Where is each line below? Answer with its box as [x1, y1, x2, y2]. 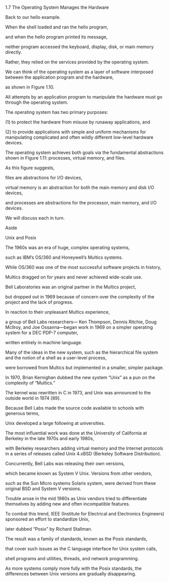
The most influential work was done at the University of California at [5, 430, 147, 436]
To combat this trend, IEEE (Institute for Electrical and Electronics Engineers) [5, 511, 164, 516]
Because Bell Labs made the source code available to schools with [5, 405, 144, 411]
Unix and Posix [5, 235, 36, 240]
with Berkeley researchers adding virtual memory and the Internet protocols [5, 445, 163, 451]
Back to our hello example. [5, 14, 61, 20]
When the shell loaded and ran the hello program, [5, 24, 109, 30]
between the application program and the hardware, [5, 74, 114, 80]
